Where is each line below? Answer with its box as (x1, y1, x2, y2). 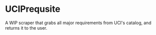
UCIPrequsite (5, 3, 60, 15)
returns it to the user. (5, 25, 48, 31)
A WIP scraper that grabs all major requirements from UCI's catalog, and (5, 20, 152, 26)
